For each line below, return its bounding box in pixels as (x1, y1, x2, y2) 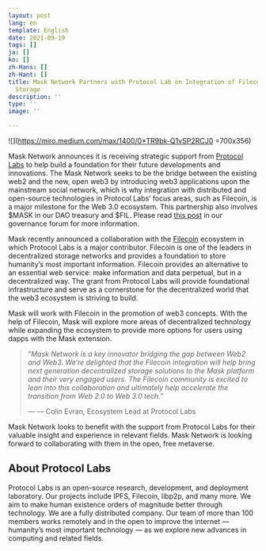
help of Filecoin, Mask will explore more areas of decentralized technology (8, 317, 252, 326)
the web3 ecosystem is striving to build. (8, 293, 139, 302)
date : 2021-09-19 (8, 33, 66, 42)
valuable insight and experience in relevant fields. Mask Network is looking (8, 430, 253, 440)
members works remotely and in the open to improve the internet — (8, 516, 230, 526)
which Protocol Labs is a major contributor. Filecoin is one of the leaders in (8, 243, 252, 252)
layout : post (8, 11, 51, 20)
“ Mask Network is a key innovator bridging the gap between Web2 (27, 350, 246, 358)
